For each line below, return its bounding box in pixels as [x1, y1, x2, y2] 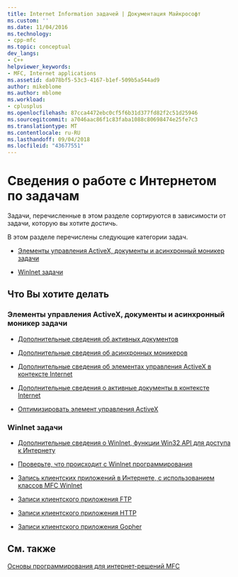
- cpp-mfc [7, 37, 37, 44]
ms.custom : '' [7, 17, 50, 24]
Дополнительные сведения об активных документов [17, 334, 178, 343]
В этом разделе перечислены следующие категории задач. [7, 233, 188, 241]
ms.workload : [7, 97, 46, 104]
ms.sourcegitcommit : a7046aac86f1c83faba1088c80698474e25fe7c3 [7, 116, 198, 123]
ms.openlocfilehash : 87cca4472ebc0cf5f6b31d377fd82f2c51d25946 [7, 109, 198, 116]
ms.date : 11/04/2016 [7, 23, 69, 31]
